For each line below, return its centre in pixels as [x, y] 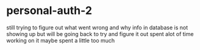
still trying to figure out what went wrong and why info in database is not [97, 27]
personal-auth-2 [49, 11]
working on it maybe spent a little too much [61, 40]
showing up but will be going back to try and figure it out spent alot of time [100, 34]
